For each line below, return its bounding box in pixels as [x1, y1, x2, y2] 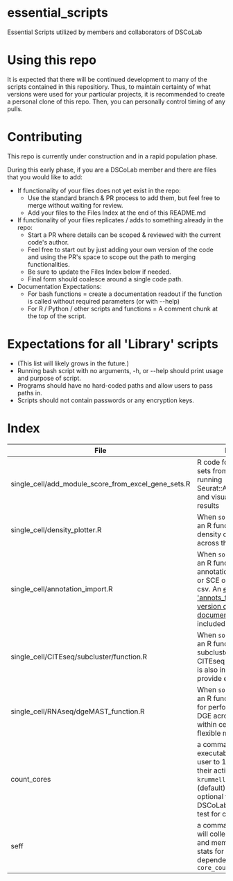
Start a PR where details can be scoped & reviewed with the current [27, 231, 221, 239]
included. [197, 618, 227, 628]
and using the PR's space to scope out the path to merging [27, 252, 196, 261]
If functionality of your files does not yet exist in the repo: [17, 186, 182, 195]
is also [197, 665, 218, 675]
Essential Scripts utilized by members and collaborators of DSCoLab [7, 28, 202, 36]
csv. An [197, 584, 222, 593]
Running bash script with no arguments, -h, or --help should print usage [17, 366, 223, 374]
